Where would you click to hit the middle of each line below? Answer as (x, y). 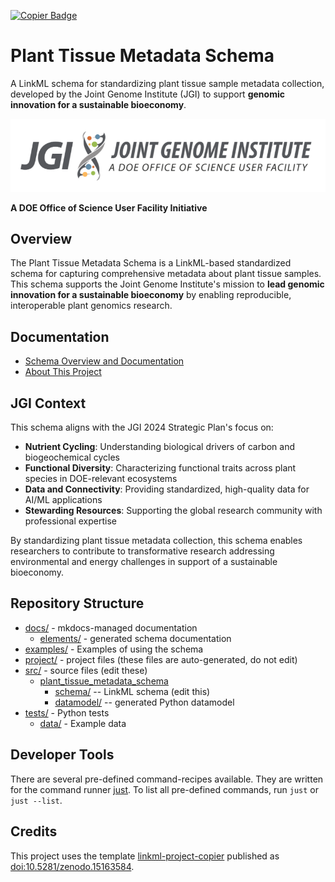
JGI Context (48, 403)
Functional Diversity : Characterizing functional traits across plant (160, 468)
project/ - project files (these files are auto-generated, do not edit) (161, 659)
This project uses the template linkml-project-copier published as (145, 856)
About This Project (63, 372)
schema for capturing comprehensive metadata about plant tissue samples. (166, 274)
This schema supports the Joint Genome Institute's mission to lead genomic (167, 284)
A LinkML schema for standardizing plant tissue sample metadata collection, (167, 83)
